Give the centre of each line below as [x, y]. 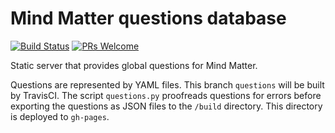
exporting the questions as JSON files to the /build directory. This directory [166, 106]
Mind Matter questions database [148, 18]
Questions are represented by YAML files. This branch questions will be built [167, 84]
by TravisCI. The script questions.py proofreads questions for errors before [166, 95]
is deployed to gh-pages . [60, 116]
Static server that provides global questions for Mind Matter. [134, 65]
